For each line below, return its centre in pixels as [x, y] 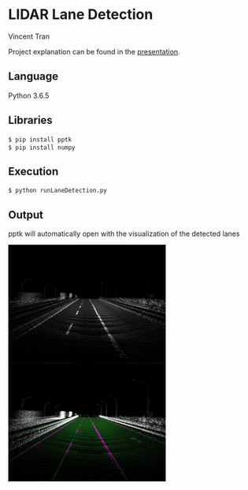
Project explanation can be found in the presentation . [94, 51]
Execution [33, 171]
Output [26, 215]
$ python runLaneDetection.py [58, 191]
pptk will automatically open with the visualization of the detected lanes [124, 234]
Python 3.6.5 [29, 95]
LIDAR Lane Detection [81, 15]
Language [33, 77]
